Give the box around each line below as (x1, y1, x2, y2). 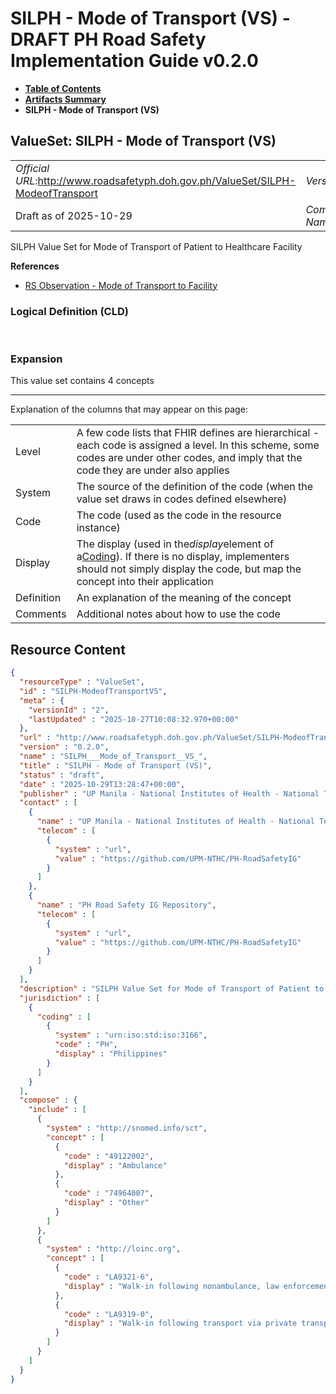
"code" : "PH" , (54, 1040, 118, 1050)
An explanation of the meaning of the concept (76, 591, 292, 605)
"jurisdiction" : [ (19, 993, 101, 1003)
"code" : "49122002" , (63, 1151, 155, 1161)
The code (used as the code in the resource (76, 508, 282, 522)
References (10, 260, 60, 272)
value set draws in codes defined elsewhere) (76, 492, 288, 506)
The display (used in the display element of (76, 537, 274, 551)
